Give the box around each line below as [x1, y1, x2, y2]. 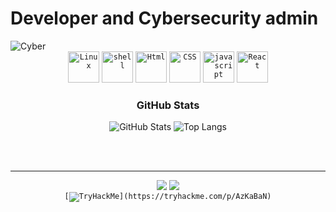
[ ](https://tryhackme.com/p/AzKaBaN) [64, 192, 272, 202]
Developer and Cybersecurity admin [10, 7, 319, 30]
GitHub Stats [136, 98, 200, 112]
